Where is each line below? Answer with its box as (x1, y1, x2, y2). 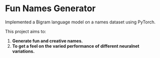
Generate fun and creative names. (12, 38, 83, 44)
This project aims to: (5, 28, 46, 34)
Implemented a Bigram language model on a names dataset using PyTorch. (5, 19, 156, 25)
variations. (12, 48, 35, 54)
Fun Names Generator (5, 3, 96, 14)
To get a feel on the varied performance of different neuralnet (12, 43, 140, 49)
